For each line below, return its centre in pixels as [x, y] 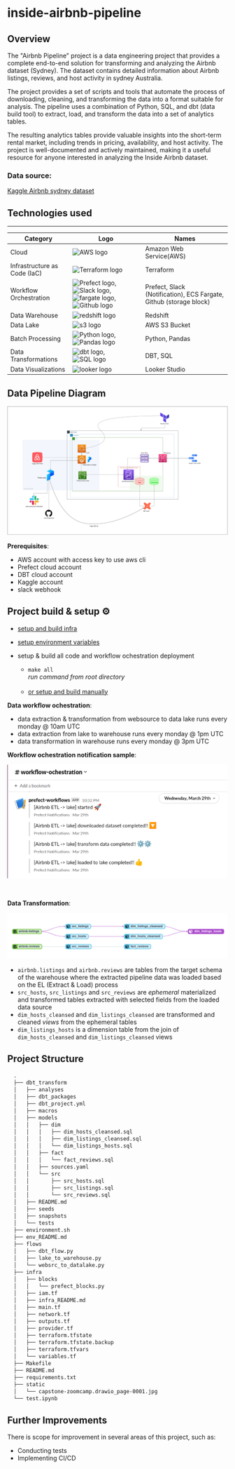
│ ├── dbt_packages [45, 1097]
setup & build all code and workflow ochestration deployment [106, 656]
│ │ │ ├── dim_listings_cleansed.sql [78, 1139]
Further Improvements [57, 1420]
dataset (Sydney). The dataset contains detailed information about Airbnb [113, 71]
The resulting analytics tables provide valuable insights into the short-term [114, 135]
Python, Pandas [168, 338]
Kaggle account [40, 582]
